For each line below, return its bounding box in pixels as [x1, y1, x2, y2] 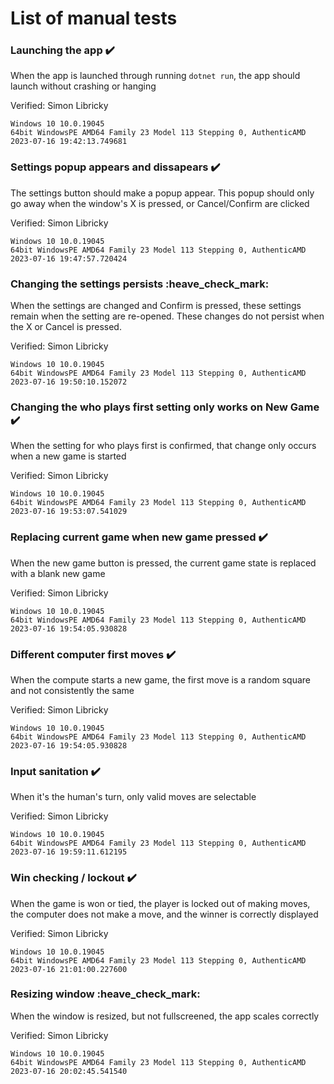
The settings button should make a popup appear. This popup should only [10, 187, 315, 199]
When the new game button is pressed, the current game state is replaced [10, 557, 317, 569]
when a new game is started [10, 450, 127, 462]
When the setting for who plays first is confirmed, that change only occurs [10, 440, 317, 452]
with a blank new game [10, 567, 106, 579]
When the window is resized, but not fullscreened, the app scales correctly [10, 1010, 320, 1022]
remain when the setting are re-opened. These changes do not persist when [10, 310, 325, 322]
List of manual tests [10, 7, 178, 30]
